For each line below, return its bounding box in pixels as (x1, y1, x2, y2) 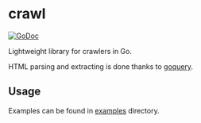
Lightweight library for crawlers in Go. (8, 46, 133, 56)
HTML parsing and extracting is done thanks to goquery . (8, 61, 193, 71)
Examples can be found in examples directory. (8, 106, 160, 115)
